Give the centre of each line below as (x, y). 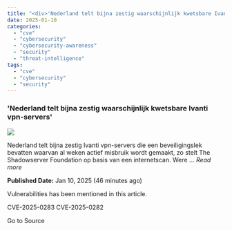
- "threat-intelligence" (49, 59)
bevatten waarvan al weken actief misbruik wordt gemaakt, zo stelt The (109, 152)
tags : (15, 65)
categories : (24, 26)
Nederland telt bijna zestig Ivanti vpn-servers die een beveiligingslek (105, 145)
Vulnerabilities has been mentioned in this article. (77, 193)
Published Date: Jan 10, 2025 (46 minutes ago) (75, 180)
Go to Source (26, 220)
